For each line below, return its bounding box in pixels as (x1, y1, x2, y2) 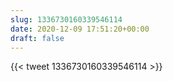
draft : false (10, 33, 65, 43)
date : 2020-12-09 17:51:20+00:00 (10, 24, 150, 34)
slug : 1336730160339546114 (10, 14, 123, 25)
